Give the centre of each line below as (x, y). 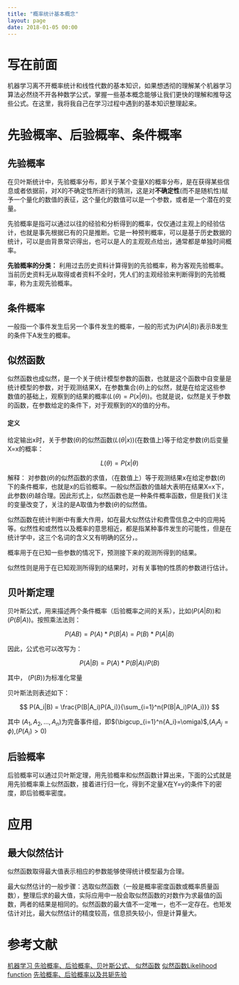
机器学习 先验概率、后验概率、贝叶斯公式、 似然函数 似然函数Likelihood (112, 966)
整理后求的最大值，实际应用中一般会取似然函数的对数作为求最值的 (119, 895)
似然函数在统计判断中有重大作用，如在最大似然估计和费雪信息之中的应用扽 (116, 520)
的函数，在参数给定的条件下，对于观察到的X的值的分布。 (91, 405)
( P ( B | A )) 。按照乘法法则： (44, 620)
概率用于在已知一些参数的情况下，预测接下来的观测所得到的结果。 (104, 553)
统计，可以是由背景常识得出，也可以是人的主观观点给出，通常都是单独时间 (116, 241)
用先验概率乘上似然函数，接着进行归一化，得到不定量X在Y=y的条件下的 (112, 784)
